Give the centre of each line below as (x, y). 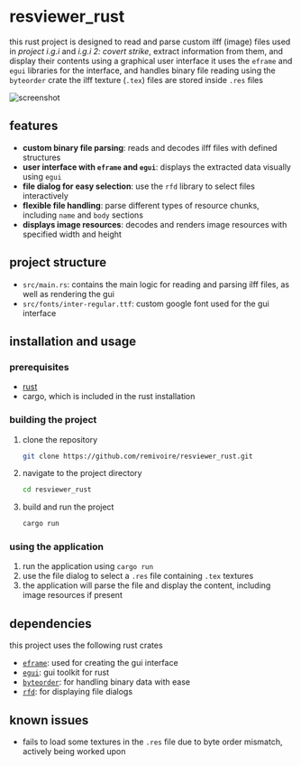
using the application (56, 546)
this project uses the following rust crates (87, 645)
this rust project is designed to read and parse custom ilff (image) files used (150, 42)
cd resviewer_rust (57, 490)
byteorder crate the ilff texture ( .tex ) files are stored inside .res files (137, 79)
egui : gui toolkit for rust (66, 673)
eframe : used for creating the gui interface (100, 663)
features (34, 126)
